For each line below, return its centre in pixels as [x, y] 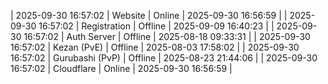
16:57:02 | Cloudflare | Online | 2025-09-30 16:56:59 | [121, 68]
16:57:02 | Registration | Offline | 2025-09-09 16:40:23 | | [156, 26]
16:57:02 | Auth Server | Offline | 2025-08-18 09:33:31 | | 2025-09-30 [167, 36]
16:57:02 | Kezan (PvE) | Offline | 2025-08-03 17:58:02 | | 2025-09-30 [155, 47]
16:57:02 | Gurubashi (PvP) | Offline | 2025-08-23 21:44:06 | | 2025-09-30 [164, 58]
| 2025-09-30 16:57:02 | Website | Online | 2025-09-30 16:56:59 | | [149, 15]
